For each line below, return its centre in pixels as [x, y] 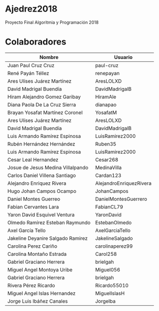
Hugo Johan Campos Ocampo [42, 191]
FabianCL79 [109, 207]
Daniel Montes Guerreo [34, 199]
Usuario [123, 57]
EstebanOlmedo [113, 222]
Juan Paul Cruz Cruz [31, 65]
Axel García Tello [27, 230]
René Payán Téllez [28, 73]
